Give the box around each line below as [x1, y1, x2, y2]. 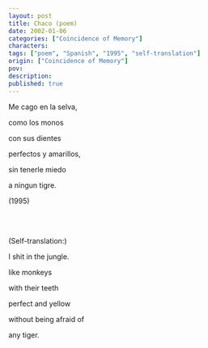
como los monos [8, 117, 64, 127]
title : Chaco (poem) [8, 19, 79, 28]
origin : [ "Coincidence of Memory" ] [8, 57, 129, 66]
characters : [8, 42, 49, 50]
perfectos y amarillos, [8, 149, 81, 159]
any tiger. [8, 329, 40, 340]
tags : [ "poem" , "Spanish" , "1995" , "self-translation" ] [8, 49, 201, 57]
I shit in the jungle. [8, 252, 70, 261]
